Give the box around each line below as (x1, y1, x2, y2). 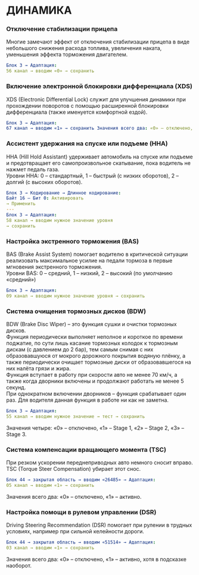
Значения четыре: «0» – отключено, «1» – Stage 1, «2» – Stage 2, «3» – (6, 424, 185, 432)
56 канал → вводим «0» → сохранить (6, 68, 95, 74)
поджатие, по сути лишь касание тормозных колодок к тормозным (6, 340, 178, 347)
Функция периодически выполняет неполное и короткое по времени (6, 333, 183, 340)
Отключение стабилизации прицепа (6, 25, 118, 33)
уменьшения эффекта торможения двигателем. (6, 51, 128, 58)
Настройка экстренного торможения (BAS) (6, 237, 139, 245)
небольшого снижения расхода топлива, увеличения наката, (6, 45, 162, 52)
